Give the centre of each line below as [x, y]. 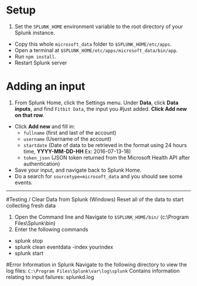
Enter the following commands [52, 229]
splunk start [29, 253]
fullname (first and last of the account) [70, 132]
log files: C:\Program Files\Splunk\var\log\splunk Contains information [93, 271]
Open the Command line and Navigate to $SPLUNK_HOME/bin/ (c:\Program [102, 217]
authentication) [42, 164]
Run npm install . [35, 56]
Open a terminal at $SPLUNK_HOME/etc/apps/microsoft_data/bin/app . [96, 50]
